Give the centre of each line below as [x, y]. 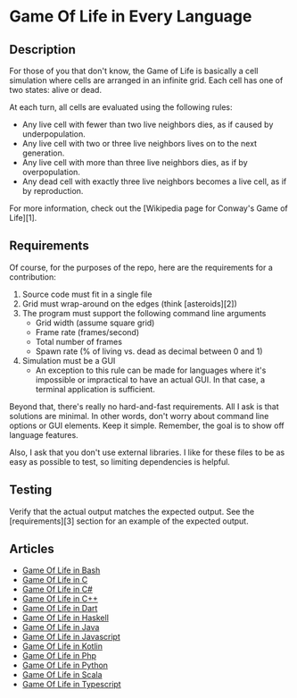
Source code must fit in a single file [87, 294]
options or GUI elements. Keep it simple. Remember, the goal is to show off [147, 425]
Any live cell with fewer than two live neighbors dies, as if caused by [148, 124]
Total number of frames [79, 341]
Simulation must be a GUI [69, 360]
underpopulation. [54, 134]
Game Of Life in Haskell [66, 618]
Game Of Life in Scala [62, 675]
